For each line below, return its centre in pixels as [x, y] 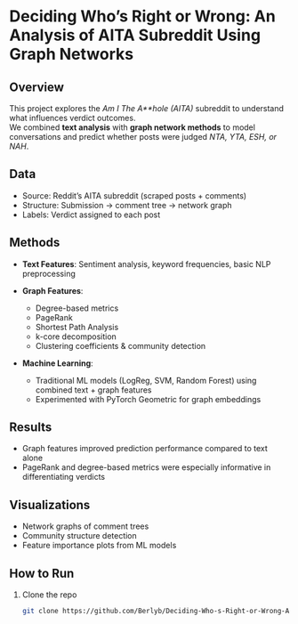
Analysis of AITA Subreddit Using [135, 35]
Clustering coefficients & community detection [121, 345]
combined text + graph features [93, 390]
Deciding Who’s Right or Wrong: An [142, 16]
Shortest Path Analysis [77, 327]
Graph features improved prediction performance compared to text [145, 449]
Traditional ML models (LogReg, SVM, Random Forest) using [146, 380]
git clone [40, 612]
